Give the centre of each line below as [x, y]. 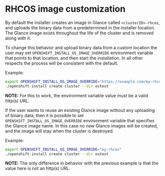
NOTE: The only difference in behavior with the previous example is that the [82, 163]
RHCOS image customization [65, 9]
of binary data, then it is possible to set [44, 115]
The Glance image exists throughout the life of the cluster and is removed [79, 33]
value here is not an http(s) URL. [38, 168]
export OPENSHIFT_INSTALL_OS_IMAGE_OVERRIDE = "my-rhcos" [63, 149]
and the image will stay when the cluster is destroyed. [59, 131]
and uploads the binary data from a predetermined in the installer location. [80, 27]
